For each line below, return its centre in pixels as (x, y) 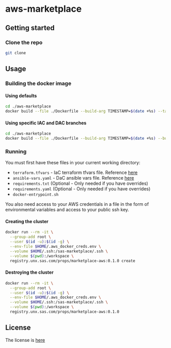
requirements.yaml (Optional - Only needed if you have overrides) (81, 189)
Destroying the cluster (30, 272)
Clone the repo (24, 42)
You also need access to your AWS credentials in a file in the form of (77, 204)
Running (16, 151)
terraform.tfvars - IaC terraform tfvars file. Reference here (75, 172)
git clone (16, 53)
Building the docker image (38, 83)
